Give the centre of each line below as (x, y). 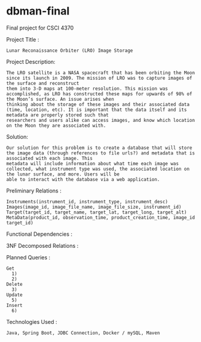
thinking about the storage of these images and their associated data (98, 104)
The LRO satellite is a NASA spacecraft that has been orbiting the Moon (101, 73)
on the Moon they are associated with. (56, 125)
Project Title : (23, 39)
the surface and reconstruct (43, 83)
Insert (14, 305)
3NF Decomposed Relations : (42, 245)
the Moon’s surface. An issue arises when (60, 99)
